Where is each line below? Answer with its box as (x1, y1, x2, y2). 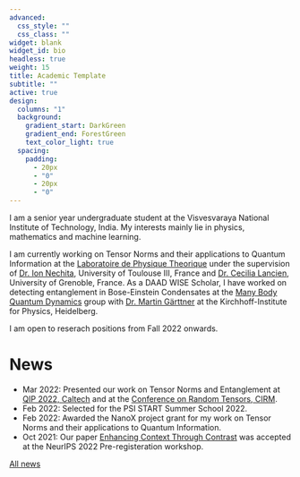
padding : (25, 154, 58, 164)
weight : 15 (9, 64, 50, 72)
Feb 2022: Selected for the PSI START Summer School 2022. (21, 403, 248, 413)
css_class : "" (17, 30, 70, 38)
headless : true (9, 55, 66, 64)
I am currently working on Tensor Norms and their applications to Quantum (9, 249, 286, 260)
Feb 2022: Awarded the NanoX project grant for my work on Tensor (21, 413, 271, 423)
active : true (9, 88, 58, 97)
